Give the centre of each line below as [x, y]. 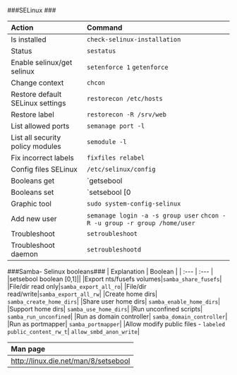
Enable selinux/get [42, 63]
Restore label [32, 114]
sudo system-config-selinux [134, 204]
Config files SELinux [44, 169]
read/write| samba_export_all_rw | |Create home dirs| [82, 294]
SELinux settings [38, 103]
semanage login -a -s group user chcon [153, 216]
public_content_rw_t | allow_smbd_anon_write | [73, 332]
